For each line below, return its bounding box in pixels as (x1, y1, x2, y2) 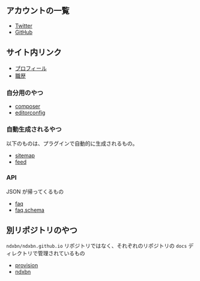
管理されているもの (37, 250, 85, 257)
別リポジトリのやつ (6, 225, 77, 235)
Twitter (14, 22, 33, 29)
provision (14, 262, 38, 269)
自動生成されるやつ (6, 125, 62, 134)
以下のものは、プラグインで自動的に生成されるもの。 (6, 140, 138, 147)
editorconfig (14, 109, 46, 116)
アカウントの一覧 (6, 5, 70, 16)
